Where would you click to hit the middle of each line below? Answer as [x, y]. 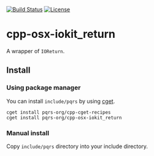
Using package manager [44, 87]
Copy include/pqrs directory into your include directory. [77, 146]
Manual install [28, 133]
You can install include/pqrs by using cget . [61, 101]
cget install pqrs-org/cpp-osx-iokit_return [64, 117]
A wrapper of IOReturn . [36, 51]
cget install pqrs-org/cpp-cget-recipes [59, 112]
